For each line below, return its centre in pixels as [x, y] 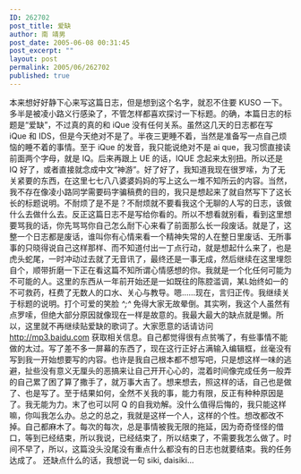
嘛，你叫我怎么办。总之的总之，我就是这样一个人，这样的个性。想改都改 [142, 415]
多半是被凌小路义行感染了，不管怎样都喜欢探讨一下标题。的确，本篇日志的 [146, 114]
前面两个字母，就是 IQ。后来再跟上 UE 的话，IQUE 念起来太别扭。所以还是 [146, 158]
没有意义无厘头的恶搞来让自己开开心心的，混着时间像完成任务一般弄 [166, 370]
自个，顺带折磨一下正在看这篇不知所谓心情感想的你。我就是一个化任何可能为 [150, 270]
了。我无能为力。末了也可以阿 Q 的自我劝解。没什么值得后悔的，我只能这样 [148, 404]
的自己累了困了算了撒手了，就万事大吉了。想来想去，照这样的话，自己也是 [146, 382]
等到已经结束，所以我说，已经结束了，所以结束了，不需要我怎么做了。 [154, 437]
